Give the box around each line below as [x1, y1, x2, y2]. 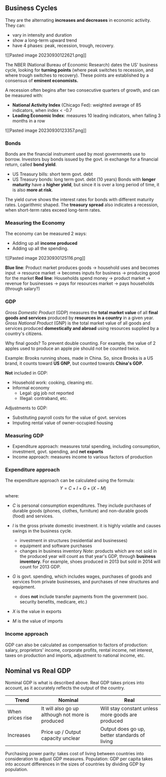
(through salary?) [5, 286, 41, 292]
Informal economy [12, 385, 50, 390]
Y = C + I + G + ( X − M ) [59, 485, 107, 491]
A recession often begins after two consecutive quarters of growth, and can [5, 87, 160, 93]
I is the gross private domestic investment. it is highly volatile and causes [12, 523, 161, 529]
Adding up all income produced [12, 240, 78, 246]
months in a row [12, 117, 45, 123]
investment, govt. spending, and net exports [12, 448, 104, 454]
